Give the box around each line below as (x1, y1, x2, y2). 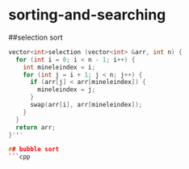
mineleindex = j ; (37, 86, 95, 94)
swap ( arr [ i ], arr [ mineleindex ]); (29, 101, 143, 109)
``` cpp (8, 153, 31, 161)
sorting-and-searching (8, 6, 166, 24)
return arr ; (15, 123, 57, 131)
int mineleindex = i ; (23, 63, 95, 71)
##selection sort (8, 32, 63, 42)
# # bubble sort (8, 146, 60, 154)
